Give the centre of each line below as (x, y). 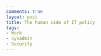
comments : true (25, 11)
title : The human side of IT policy (50, 22)
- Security (19, 44)
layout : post (22, 17)
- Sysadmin (19, 38)
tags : (13, 28)
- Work (14, 33)
